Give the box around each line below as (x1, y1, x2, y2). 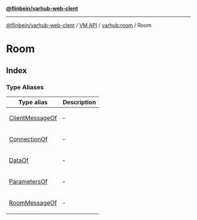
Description (62, 98, 96, 106)
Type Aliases (6, 83, 44, 91)
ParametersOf (9, 177, 48, 185)
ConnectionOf (9, 135, 48, 143)
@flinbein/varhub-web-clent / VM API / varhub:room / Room (6, 22, 152, 29)
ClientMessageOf (9, 114, 57, 122)
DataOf (9, 156, 29, 164)
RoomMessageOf (9, 198, 57, 207)
